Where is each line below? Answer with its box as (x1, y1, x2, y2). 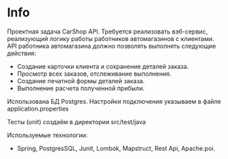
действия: (7, 49, 36, 57)
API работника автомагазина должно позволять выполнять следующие (7, 42, 216, 50)
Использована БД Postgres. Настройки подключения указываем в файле (7, 97, 222, 105)
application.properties (7, 104, 70, 113)
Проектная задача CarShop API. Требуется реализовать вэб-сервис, (7, 27, 208, 35)
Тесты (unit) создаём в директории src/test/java (7, 117, 146, 126)
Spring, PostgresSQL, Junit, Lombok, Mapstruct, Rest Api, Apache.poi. (16, 144, 216, 152)
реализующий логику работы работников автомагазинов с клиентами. (7, 34, 214, 42)
